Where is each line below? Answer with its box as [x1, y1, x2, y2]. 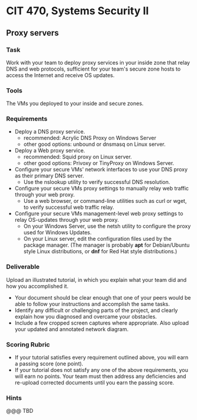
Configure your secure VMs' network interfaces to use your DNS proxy [14, 166, 188, 173]
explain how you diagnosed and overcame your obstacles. [14, 313, 157, 320]
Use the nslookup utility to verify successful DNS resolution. [23, 179, 170, 186]
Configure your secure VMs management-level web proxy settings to [14, 210, 183, 217]
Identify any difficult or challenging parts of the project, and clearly [14, 307, 178, 314]
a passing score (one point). [14, 360, 84, 367]
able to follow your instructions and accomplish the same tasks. [14, 300, 170, 307]
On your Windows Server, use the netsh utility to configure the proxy [23, 222, 191, 230]
